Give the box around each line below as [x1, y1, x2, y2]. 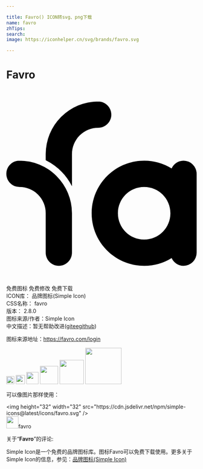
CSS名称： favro [6, 300, 48, 307]
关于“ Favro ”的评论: [6, 435, 54, 442]
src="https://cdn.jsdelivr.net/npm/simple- [82, 403, 186, 410]
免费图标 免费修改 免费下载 [6, 285, 73, 292]
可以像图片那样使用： [6, 391, 59, 398]
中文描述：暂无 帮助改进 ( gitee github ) [6, 323, 97, 330]
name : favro [6, 19, 36, 26]
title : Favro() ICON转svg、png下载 [6, 14, 92, 20]
